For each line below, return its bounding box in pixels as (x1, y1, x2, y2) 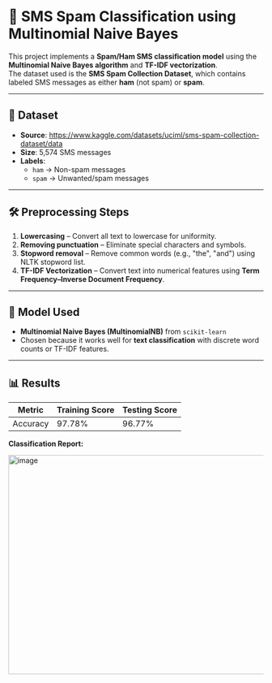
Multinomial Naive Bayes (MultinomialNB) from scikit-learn (19, 326, 227, 336)
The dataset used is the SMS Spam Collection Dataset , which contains (8, 68, 246, 78)
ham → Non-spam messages (32, 164, 126, 174)
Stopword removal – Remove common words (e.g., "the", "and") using (19, 248, 256, 258)
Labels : (19, 156, 46, 166)
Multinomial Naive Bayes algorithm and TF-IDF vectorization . (8, 60, 219, 70)
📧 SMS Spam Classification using (8, 7, 236, 26)
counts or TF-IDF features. (19, 344, 109, 354)
